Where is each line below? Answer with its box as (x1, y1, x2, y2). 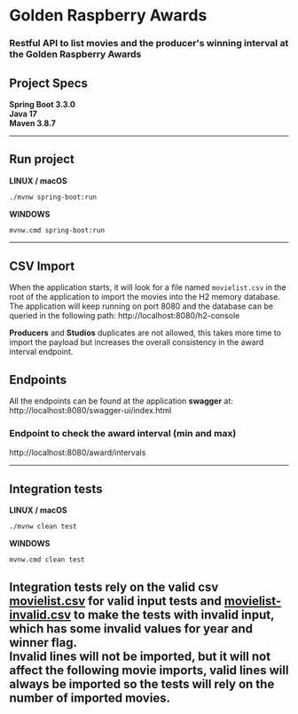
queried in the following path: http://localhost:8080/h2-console (9, 310, 240, 321)
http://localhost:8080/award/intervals (9, 447, 146, 458)
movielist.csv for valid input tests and (9, 593, 222, 608)
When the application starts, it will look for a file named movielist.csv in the (9, 282, 286, 293)
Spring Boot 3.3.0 (9, 98, 75, 109)
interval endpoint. (9, 347, 74, 357)
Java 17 (9, 108, 37, 119)
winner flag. (9, 635, 78, 650)
